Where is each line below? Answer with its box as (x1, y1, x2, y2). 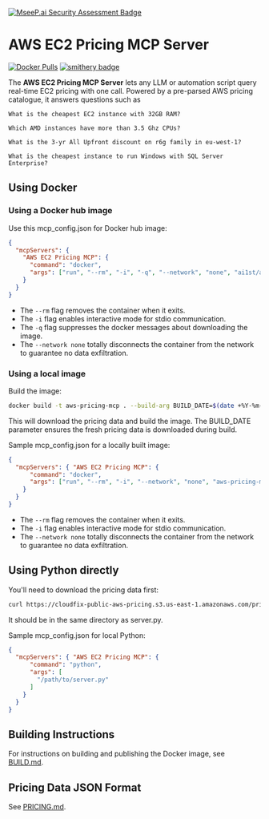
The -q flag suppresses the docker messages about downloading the (19, 322, 248, 332)
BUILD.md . (8, 757, 44, 767)
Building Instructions (8, 728, 115, 741)
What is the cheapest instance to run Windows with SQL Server (8, 152, 224, 160)
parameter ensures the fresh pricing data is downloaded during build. (8, 425, 238, 434)
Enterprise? (8, 159, 48, 167)
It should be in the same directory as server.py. (8, 615, 163, 624)
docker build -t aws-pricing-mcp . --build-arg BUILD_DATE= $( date (8, 401, 235, 409)
